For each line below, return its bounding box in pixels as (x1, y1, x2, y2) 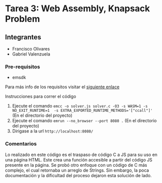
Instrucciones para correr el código (5, 94, 76, 100)
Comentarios (5, 140, 37, 147)
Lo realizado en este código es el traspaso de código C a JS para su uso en (5, 152, 158, 157)
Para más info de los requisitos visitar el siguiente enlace (5, 84, 120, 90)
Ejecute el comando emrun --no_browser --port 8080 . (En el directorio (12, 118, 157, 124)
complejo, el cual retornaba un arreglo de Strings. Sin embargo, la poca (5, 167, 149, 173)
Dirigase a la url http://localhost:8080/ (12, 128, 93, 134)
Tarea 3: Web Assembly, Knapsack (5, 3, 150, 14)
